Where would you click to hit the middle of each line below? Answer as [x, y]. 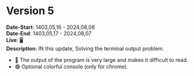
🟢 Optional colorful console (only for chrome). [71, 67]
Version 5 [30, 11]
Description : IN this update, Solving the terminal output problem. [85, 48]
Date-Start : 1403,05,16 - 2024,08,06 [51, 27]
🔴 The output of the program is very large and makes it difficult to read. [101, 60]
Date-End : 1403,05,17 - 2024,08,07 [49, 33]
